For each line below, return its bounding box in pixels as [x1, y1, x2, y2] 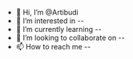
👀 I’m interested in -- [15, 16, 84, 26]
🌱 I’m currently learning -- [15, 25, 102, 33]
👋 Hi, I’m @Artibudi [15, 8, 79, 17]
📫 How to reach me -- [15, 42, 91, 51]
